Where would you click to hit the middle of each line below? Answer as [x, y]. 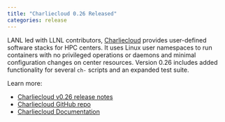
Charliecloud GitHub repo [54, 104]
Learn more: [25, 83]
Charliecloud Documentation [58, 112]
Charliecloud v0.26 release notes [65, 97]
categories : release [37, 20]
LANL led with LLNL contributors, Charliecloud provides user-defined [107, 40]
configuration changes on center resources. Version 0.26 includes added [112, 62]
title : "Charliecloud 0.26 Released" [62, 14]
